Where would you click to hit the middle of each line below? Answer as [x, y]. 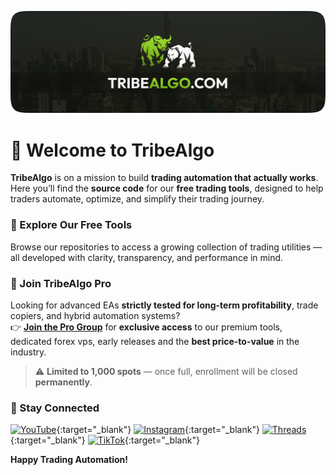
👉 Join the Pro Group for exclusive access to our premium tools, [146, 327]
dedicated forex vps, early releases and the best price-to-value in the [155, 341]
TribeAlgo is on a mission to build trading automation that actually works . [164, 178]
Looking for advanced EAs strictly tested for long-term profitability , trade [164, 305]
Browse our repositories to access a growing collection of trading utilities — [166, 247]
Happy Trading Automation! [69, 460]
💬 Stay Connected [55, 408]
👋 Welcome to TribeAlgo [112, 150]
